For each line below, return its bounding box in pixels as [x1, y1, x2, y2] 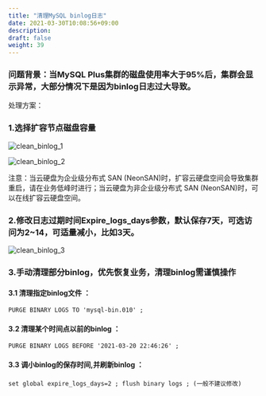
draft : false [8, 33, 52, 42]
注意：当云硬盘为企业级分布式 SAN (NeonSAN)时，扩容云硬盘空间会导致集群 [8, 173, 259, 182]
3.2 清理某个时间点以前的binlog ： [8, 323, 121, 333]
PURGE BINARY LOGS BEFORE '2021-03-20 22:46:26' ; [8, 342, 179, 351]
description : [8, 26, 52, 34]
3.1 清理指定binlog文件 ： [8, 288, 91, 297]
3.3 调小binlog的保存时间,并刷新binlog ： [8, 359, 145, 369]
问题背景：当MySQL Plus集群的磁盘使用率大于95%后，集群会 [8, 69, 246, 80]
